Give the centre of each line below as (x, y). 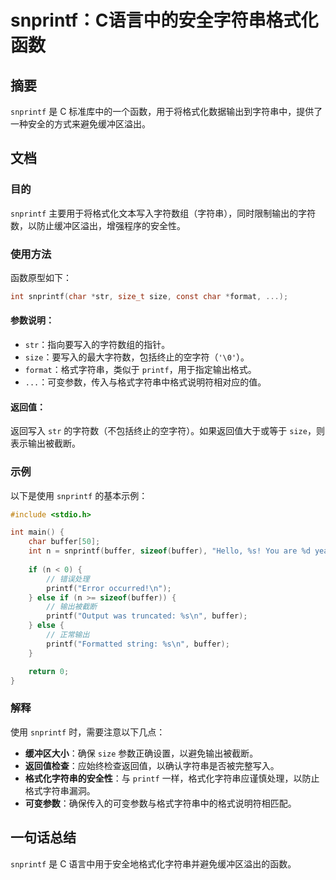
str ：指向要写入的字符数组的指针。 (97, 345)
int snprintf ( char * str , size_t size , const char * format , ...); (149, 296)
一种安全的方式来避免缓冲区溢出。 (80, 124)
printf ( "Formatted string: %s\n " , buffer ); (138, 644)
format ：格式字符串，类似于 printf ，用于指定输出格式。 (140, 370)
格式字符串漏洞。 (60, 790)
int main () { (37, 532)
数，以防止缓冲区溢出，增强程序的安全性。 (98, 225)
